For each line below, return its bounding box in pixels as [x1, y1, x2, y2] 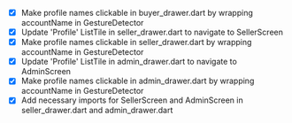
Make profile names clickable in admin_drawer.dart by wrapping [20, 75, 255, 87]
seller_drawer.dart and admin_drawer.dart [20, 105, 173, 116]
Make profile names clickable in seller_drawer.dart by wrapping [20, 37, 252, 48]
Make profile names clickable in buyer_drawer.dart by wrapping [20, 8, 253, 18]
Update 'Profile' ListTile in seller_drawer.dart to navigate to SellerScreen [20, 27, 284, 38]
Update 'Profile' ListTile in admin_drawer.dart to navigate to [20, 57, 238, 67]
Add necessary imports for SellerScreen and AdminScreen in [20, 95, 244, 105]
